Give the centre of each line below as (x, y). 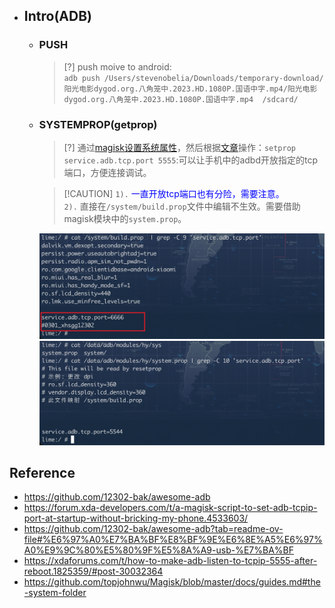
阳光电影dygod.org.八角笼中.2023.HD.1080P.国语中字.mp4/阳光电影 (190, 89)
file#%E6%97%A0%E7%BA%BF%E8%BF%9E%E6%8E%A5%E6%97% (173, 540)
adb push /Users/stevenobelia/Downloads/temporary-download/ (193, 78)
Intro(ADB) (57, 16)
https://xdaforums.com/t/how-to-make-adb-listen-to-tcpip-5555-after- (170, 561)
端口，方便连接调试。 (107, 172)
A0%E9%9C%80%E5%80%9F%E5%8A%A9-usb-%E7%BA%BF (158, 550)
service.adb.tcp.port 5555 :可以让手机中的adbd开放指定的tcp (190, 160)
